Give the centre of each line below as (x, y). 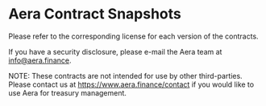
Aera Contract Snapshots (95, 14)
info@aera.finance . (40, 60)
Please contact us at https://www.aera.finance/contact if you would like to (131, 84)
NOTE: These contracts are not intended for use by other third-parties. (126, 75)
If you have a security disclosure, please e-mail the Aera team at (115, 51)
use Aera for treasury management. (68, 92)
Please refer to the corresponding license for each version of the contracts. (134, 36)
